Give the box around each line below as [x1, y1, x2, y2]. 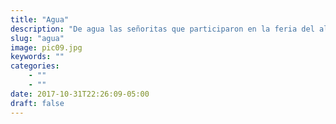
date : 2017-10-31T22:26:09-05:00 [10, 89, 150, 99]
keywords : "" [10, 52, 65, 62]
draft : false [10, 98, 65, 108]
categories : [10, 61, 60, 71]
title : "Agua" [10, 14, 70, 25]
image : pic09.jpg [10, 42, 83, 53]
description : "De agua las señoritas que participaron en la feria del [10, 24, 315, 34]
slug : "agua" [10, 33, 65, 43]
